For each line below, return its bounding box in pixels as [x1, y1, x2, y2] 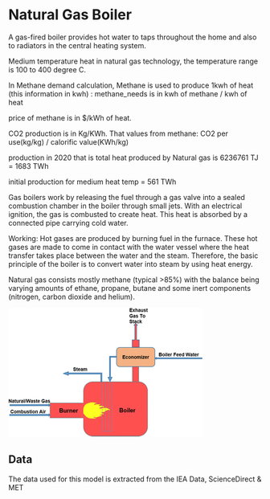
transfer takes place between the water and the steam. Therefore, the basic [8, 251, 259, 260]
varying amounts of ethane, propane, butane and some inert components [8, 283, 252, 292]
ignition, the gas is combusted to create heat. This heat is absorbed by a [8, 209, 247, 219]
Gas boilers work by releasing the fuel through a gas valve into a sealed [8, 192, 245, 202]
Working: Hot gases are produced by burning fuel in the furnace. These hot [8, 233, 258, 243]
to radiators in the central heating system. [8, 40, 146, 50]
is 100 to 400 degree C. [8, 64, 87, 74]
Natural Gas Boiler [8, 6, 133, 24]
